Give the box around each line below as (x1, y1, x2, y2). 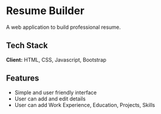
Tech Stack (6, 41, 48, 51)
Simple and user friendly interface (14, 89, 97, 96)
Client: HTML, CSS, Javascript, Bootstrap (6, 56, 107, 63)
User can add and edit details (14, 95, 86, 102)
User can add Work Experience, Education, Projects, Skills (14, 101, 155, 108)
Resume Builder (6, 4, 85, 18)
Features (6, 73, 39, 83)
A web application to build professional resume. (6, 24, 121, 31)
